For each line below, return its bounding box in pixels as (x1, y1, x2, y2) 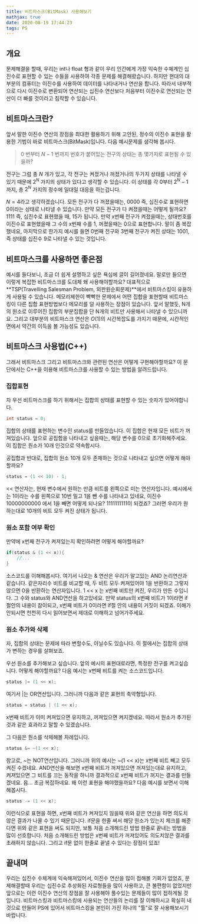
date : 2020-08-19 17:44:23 (6, 19, 72, 25)
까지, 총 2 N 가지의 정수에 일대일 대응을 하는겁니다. (6, 184, 121, 193)
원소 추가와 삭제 (6, 625, 48, 633)
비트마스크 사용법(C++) (6, 341, 87, 352)
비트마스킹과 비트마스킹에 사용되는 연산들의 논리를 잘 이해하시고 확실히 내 (23, 897, 192, 904)
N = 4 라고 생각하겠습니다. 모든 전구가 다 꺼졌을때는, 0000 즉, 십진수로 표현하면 (6, 199, 189, 206)
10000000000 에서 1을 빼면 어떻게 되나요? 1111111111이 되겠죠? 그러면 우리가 (6, 500, 182, 507)
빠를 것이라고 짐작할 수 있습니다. (23, 95, 97, 102)
